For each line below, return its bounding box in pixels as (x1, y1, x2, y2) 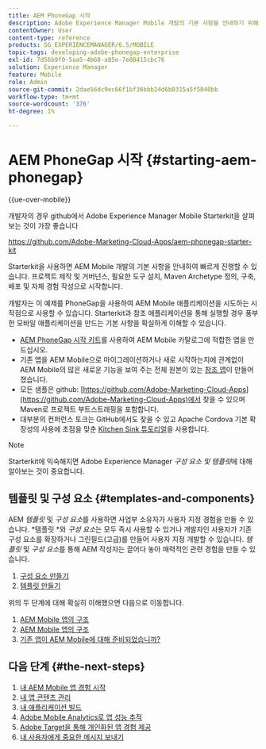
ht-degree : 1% (8, 108, 56, 116)
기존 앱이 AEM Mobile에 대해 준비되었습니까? (19, 634, 161, 643)
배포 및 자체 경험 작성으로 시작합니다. (8, 281, 123, 290)
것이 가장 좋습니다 (22, 221, 79, 230)
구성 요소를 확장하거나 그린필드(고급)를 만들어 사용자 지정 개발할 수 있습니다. (8, 534, 245, 544)
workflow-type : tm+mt (8, 93, 80, 101)
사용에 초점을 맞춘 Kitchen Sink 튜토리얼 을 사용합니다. (40, 424, 210, 433)
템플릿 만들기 (19, 581, 61, 590)
